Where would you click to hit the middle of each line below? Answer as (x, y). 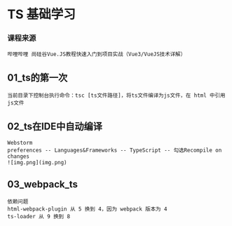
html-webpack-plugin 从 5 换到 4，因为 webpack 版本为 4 (87, 209)
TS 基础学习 (41, 14)
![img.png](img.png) (37, 163)
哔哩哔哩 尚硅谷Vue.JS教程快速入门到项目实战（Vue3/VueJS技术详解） (97, 54)
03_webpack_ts (43, 184)
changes (19, 157)
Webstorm (20, 143)
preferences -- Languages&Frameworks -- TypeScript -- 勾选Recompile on (115, 151)
